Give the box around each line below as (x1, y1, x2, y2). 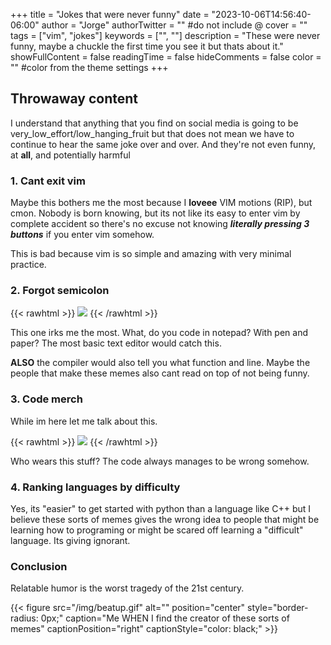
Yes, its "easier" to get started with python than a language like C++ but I (10, 503, 312, 514)
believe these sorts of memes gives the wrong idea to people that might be (10, 514, 320, 525)
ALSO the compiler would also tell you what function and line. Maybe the (10, 357, 311, 369)
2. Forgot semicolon (10, 284, 110, 298)
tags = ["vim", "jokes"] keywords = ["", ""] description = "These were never (10, 30, 321, 41)
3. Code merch (10, 392, 83, 406)
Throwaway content (10, 90, 139, 108)
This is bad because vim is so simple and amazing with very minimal (10, 248, 292, 260)
